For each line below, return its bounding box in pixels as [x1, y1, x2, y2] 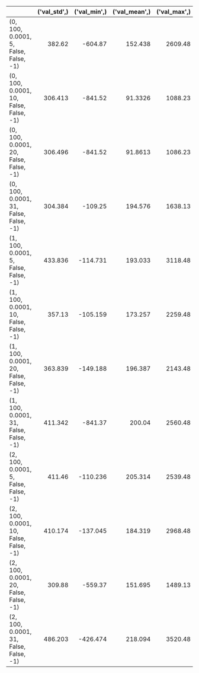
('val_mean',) [112, 8, 151, 15]
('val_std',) [37, 8, 69, 15]
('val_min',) [73, 8, 107, 15]
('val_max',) [156, 8, 191, 15]
